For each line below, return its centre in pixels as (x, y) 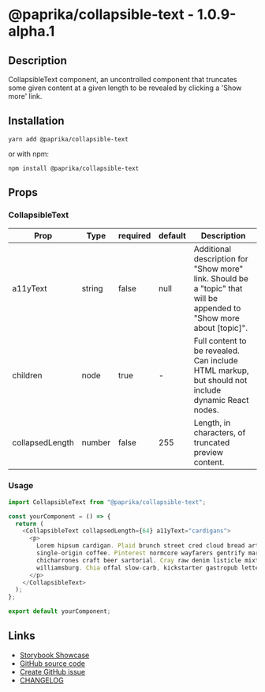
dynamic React (221, 400)
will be (206, 298)
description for (221, 258)
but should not (220, 380)
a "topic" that (218, 288)
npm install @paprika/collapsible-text (74, 168)
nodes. (206, 410)
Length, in (212, 423)
